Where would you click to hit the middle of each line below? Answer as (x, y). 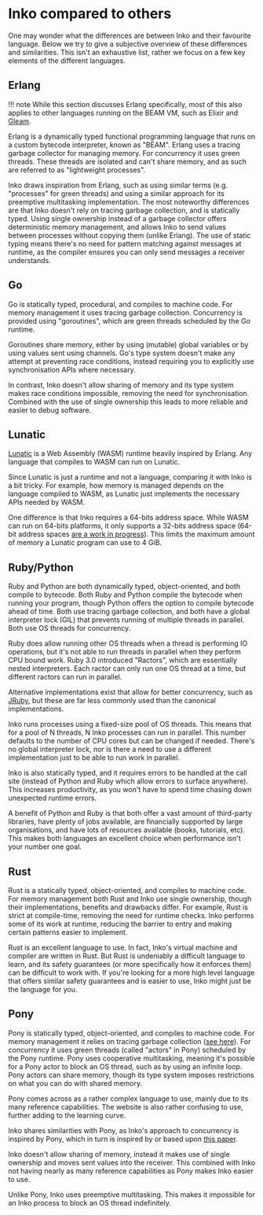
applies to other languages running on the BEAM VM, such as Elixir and (123, 113)
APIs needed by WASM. (46, 502)
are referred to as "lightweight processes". (77, 169)
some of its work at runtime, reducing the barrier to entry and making (120, 924)
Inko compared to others (90, 14)
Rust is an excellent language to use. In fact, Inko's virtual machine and (123, 947)
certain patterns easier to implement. (68, 932)
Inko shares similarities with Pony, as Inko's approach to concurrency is (124, 1130)
